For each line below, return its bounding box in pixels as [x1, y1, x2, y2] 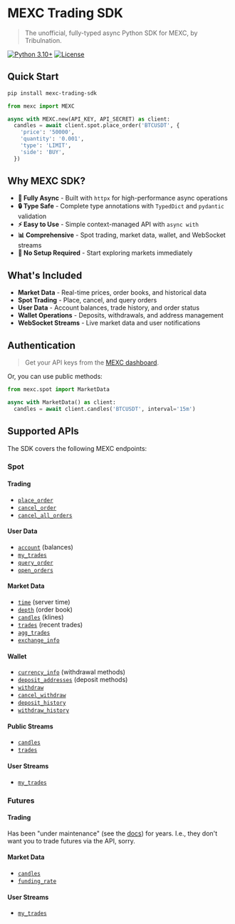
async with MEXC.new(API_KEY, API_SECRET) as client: [7, 116, 171, 123]
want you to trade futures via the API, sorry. [7, 836, 135, 845]
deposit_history [17, 699, 66, 707]
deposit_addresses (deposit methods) [17, 676, 128, 684]
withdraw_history [17, 707, 70, 714]
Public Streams [7, 722, 53, 731]
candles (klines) [17, 613, 64, 621]
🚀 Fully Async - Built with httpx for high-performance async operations [17, 194, 228, 203]
